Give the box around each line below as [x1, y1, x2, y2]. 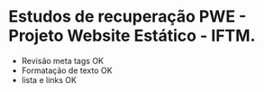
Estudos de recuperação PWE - [8, 6, 247, 27]
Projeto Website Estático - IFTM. [8, 25, 256, 46]
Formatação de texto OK [21, 65, 114, 76]
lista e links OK [21, 74, 77, 85]
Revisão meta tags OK [21, 55, 105, 66]
